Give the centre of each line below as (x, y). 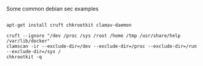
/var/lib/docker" (28, 41)
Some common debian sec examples (53, 9)
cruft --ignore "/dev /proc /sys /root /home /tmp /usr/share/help (94, 36)
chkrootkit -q (24, 57)
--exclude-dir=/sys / (34, 51)
